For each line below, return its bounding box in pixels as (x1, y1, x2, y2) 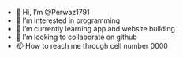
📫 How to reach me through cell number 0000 (15, 42, 168, 50)
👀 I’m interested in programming (15, 16, 121, 25)
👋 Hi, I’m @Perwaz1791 (15, 8, 90, 16)
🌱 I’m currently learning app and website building (15, 24, 176, 33)
